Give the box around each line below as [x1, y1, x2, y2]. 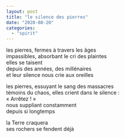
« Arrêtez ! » [6, 95, 37, 103]
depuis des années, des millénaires [6, 65, 92, 72]
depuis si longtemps [6, 108, 55, 115]
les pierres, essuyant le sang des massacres [6, 83, 114, 90]
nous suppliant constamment [6, 102, 77, 109]
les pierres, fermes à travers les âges [6, 46, 96, 53]
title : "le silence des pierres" [6, 14, 88, 20]
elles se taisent [6, 59, 43, 66]
